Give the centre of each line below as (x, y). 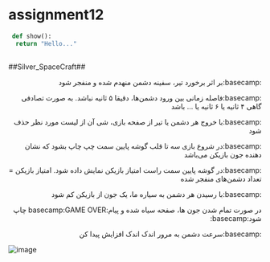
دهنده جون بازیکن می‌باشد (223, 154)
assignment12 (56, 15)
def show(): (32, 36)
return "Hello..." (47, 43)
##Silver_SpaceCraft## (47, 67)
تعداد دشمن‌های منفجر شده (221, 178)
